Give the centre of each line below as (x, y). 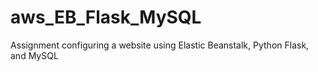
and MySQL (34, 55)
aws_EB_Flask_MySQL (106, 17)
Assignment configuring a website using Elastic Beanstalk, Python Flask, (160, 45)
